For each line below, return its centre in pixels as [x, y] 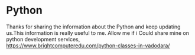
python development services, [43, 39]
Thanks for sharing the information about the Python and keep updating [93, 27]
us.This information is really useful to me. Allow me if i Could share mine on [97, 33]
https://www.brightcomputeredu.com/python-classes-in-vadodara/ [88, 46]
